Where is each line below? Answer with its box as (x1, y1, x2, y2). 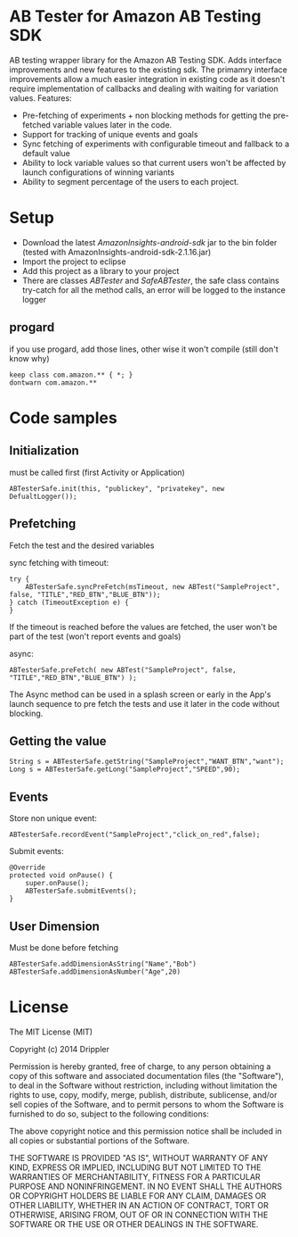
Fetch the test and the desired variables (9, 540, 155, 551)
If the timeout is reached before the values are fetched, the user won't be (9, 621, 278, 632)
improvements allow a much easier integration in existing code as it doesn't (9, 73, 286, 84)
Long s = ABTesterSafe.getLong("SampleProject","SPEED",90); (9, 765, 241, 774)
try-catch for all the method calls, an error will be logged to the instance (21, 284, 286, 295)
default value (21, 147, 71, 158)
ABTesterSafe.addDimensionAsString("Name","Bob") (9, 959, 197, 968)
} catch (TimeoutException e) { (9, 598, 129, 607)
